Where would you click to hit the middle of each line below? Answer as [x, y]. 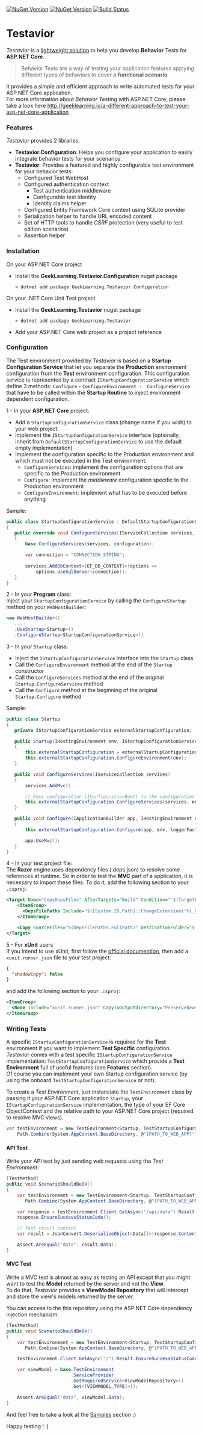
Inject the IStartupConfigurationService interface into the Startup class [104, 658]
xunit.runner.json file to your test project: [59, 958]
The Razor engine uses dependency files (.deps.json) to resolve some [93, 870]
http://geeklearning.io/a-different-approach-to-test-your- [118, 105]
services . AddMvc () [48, 785]
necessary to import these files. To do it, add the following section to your [98, 882]
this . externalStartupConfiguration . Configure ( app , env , [96, 830]
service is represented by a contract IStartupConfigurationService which [98, 380]
